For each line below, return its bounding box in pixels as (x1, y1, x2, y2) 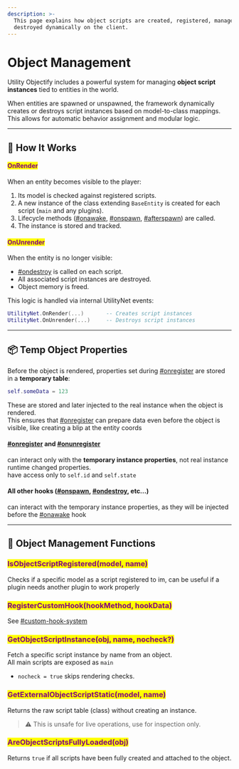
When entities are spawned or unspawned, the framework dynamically (7, 99, 215, 108)
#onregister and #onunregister (7, 439, 101, 449)
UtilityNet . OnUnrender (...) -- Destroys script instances (7, 316, 196, 324)
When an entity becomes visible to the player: (7, 177, 142, 186)
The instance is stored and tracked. (17, 221, 122, 230)
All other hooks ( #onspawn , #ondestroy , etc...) (7, 487, 149, 496)
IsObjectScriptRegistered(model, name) (7, 559, 148, 569)
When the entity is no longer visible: (7, 253, 112, 262)
